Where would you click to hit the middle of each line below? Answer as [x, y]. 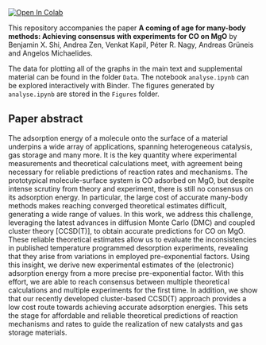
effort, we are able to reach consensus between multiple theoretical [119, 281]
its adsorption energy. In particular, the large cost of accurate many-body [128, 197]
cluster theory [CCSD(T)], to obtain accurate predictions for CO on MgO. [127, 231]
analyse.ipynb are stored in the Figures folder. [84, 94]
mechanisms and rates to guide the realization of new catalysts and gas [126, 324]
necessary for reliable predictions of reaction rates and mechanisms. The [128, 172]
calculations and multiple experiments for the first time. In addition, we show [133, 290]
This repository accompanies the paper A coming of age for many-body [127, 28]
